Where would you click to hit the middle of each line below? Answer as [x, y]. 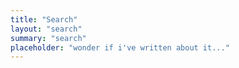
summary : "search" [48, 38]
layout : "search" [46, 29]
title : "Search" [44, 19]
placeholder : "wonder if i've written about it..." [120, 47]
